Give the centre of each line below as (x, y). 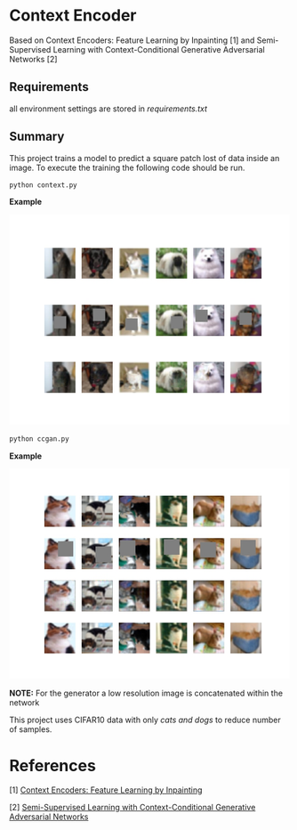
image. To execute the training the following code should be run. (127, 167)
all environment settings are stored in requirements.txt (108, 109)
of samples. (31, 729)
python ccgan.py (39, 439)
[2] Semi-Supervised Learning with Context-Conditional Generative (132, 808)
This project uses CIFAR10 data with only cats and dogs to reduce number (145, 720)
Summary (37, 137)
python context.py (43, 185)
